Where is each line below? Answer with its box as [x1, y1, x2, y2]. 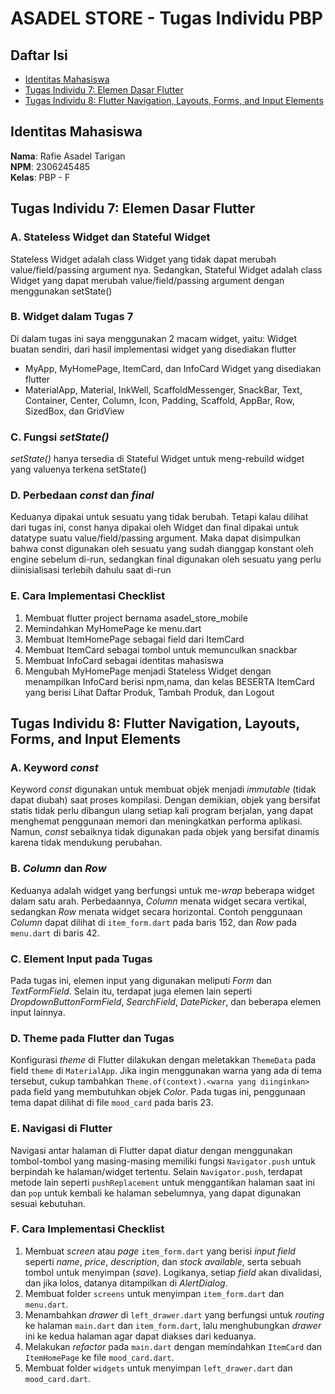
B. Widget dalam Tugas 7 [10, 310, 134, 324]
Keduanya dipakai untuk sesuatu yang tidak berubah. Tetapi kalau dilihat [10, 511, 309, 523]
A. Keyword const [10, 761, 99, 774]
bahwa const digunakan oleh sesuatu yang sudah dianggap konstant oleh [10, 543, 314, 555]
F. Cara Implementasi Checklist [10, 1222, 165, 1236]
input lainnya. [10, 1006, 66, 1018]
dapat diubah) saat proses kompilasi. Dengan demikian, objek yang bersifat [10, 794, 321, 806]
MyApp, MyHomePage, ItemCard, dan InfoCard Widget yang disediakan [24, 362, 322, 374]
